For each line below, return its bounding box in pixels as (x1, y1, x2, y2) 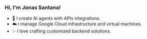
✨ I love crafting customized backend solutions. (12, 28, 111, 34)
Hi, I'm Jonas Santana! (5, 4, 61, 11)
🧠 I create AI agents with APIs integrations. (12, 15, 101, 21)
